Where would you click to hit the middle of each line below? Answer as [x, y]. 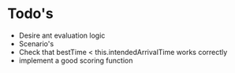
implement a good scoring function [76, 60]
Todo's [30, 14]
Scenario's [36, 43]
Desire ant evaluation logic [62, 35]
